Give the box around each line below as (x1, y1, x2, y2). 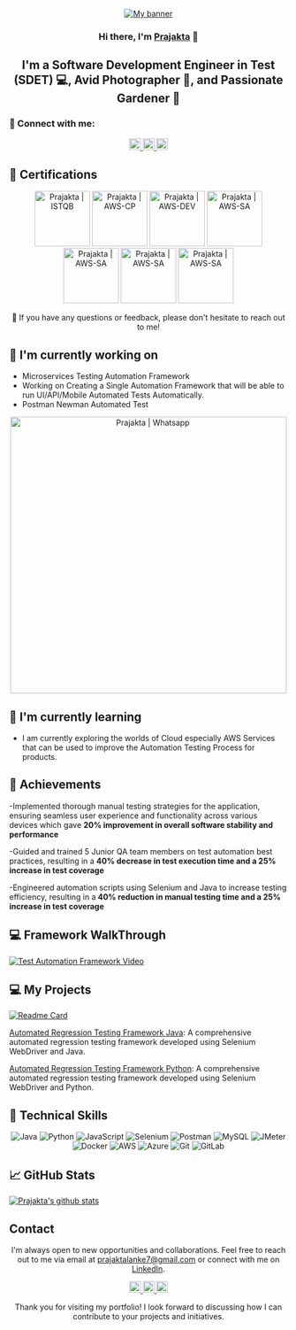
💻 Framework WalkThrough (9, 928, 166, 943)
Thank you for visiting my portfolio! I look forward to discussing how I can (14, 1302, 283, 1312)
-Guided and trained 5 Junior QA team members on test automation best (9, 846, 273, 856)
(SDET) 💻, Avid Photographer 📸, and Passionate (13, 73, 284, 88)
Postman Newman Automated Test (21, 399, 148, 410)
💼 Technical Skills (9, 1108, 109, 1123)
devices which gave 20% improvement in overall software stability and (9, 819, 274, 830)
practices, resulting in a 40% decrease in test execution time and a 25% (9, 855, 277, 866)
